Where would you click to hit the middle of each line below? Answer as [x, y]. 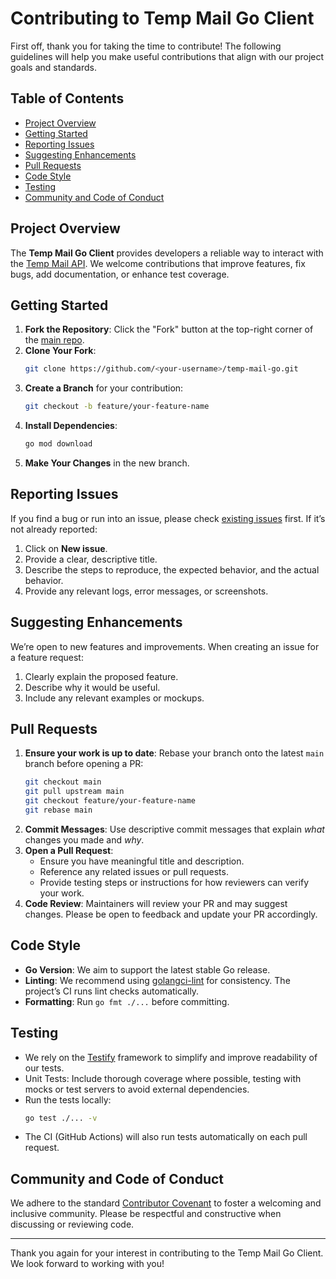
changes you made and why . [84, 839]
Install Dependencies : [71, 426]
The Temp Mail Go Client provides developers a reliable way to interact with [167, 253]
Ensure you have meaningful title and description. [142, 861]
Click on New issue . [66, 548]
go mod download [58, 444]
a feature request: [47, 657]
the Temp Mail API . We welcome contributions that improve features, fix [158, 263]
